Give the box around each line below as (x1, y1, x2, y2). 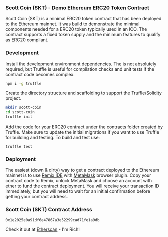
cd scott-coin (5, 110, 35, 115)
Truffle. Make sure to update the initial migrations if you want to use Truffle (5, 129, 159, 135)
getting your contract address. (5, 194, 68, 200)
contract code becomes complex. (5, 71, 75, 77)
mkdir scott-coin (5, 105, 42, 110)
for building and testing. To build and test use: (5, 135, 100, 141)
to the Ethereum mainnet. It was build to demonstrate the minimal (5, 21, 140, 27)
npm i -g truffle (5, 81, 42, 86)
